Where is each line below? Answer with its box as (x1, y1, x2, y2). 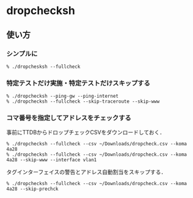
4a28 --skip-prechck (6, 186, 59, 193)
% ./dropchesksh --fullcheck (6, 64, 81, 70)
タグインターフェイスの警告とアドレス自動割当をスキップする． (6, 169, 167, 176)
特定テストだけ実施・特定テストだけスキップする (6, 79, 151, 87)
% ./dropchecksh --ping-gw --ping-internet (6, 93, 119, 100)
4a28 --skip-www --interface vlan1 (6, 157, 97, 163)
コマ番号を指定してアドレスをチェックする (6, 114, 131, 122)
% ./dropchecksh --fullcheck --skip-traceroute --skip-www (6, 98, 160, 105)
